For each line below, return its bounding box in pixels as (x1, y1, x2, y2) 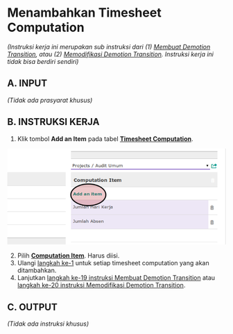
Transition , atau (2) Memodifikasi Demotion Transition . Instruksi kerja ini (7, 50, 214, 58)
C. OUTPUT (7, 301, 58, 313)
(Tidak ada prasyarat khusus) (7, 96, 93, 104)
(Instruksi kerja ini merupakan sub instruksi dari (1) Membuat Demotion (7, 42, 211, 51)
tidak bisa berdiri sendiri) (7, 57, 79, 65)
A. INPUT (7, 78, 47, 90)
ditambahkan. (17, 266, 57, 275)
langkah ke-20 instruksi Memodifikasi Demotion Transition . (17, 281, 186, 290)
